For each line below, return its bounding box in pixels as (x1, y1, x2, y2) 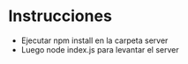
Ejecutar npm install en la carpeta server (20, 35, 169, 46)
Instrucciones (8, 6, 112, 26)
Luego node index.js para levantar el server (20, 44, 180, 54)
